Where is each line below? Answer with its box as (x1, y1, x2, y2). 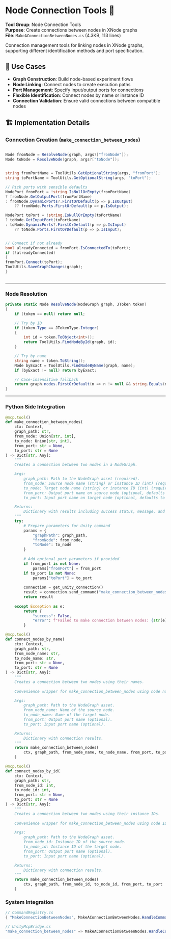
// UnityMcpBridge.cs (5, 924, 51, 929)
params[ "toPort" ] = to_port (32, 576, 93, 581)
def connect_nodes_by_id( (5, 768, 60, 774)
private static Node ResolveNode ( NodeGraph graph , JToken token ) (5, 302, 147, 307)
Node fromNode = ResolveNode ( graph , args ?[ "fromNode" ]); (5, 152, 129, 158)
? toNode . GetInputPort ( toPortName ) (5, 218, 81, 223)
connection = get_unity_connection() (23, 585, 103, 590)
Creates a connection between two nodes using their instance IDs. (14, 811, 160, 816)
